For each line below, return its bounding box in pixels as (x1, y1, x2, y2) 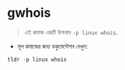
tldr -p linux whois (7, 56, 68, 63)
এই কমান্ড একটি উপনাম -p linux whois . (24, 28, 119, 36)
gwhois (7, 5, 51, 21)
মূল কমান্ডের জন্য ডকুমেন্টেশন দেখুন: (17, 42, 89, 50)
